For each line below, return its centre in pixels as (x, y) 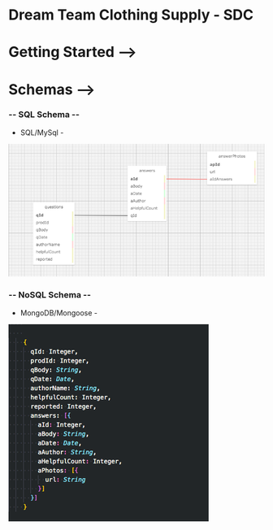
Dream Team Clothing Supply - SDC (131, 15)
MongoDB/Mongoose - (59, 313)
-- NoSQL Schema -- (50, 295)
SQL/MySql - (42, 132)
